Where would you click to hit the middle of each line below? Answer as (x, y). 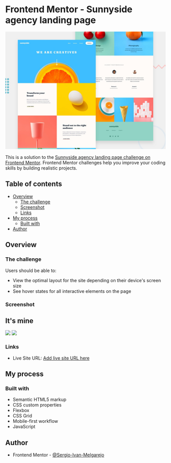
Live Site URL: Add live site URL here (51, 358)
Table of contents (34, 184)
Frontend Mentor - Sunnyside (69, 9)
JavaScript (24, 427)
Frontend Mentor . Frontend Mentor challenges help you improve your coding (85, 163)
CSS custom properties (37, 405)
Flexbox (21, 411)
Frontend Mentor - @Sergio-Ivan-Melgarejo (58, 455)
